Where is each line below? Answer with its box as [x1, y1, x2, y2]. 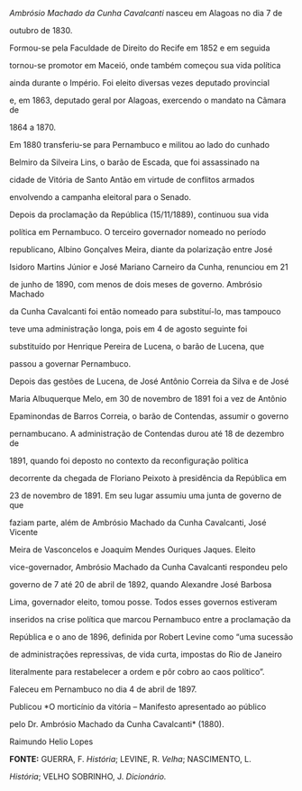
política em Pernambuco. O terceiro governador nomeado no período [9, 227, 267, 237]
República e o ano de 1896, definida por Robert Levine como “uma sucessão [9, 632, 294, 642]
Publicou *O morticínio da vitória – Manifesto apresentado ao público [9, 702, 267, 712]
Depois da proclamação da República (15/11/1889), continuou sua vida [9, 209, 269, 220]
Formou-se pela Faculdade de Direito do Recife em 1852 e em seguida [9, 42, 270, 53]
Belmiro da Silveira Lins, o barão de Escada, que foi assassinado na [9, 157, 260, 168]
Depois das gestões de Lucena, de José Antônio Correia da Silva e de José [9, 376, 289, 386]
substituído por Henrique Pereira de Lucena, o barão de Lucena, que [9, 341, 264, 351]
